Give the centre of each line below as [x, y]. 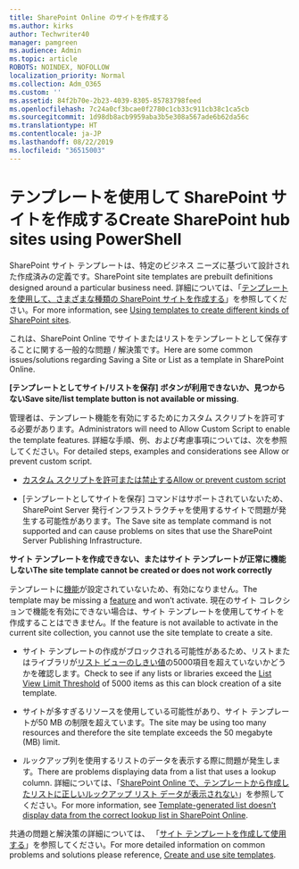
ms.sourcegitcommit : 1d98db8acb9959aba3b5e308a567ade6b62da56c [129, 117]
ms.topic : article [43, 59]
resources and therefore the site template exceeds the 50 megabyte [147, 732]
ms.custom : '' [36, 92]
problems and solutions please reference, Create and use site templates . [143, 855]
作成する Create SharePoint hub [173, 219]
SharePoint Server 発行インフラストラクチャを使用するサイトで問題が [150, 509]
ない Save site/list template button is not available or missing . [124, 398]
